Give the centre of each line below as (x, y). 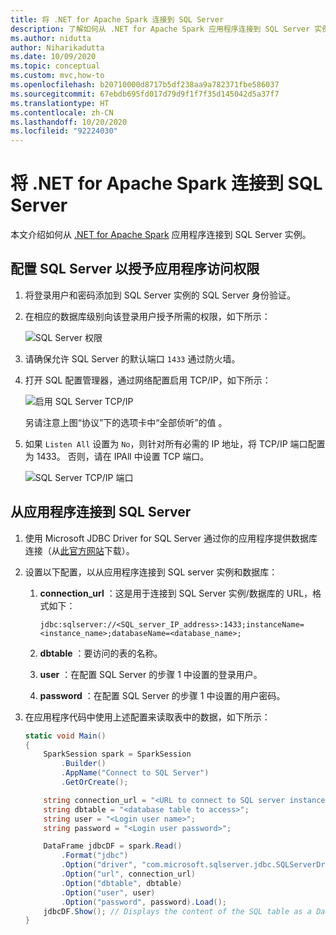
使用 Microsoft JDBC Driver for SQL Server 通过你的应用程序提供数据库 (171, 538)
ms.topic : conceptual (55, 66)
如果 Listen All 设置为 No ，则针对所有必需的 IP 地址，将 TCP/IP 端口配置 (175, 443)
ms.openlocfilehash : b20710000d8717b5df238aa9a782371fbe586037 (145, 85)
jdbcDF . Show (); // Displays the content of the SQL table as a (178, 911)
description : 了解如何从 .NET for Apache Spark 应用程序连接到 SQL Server (160, 29)
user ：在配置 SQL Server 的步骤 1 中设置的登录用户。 (151, 674)
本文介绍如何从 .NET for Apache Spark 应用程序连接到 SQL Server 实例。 (161, 235)
